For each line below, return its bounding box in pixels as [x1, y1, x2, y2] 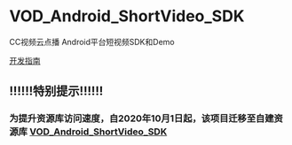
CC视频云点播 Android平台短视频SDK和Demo [9, 36, 175, 47]
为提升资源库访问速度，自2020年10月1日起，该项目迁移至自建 [9, 112, 274, 125]
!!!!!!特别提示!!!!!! [9, 84, 104, 99]
